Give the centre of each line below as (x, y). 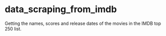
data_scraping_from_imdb (61, 9)
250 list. (13, 28)
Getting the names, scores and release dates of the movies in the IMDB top (83, 23)
